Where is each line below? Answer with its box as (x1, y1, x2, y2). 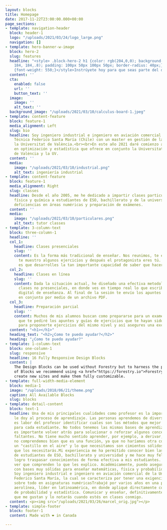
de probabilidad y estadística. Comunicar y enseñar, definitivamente (14, 490, 164, 495)
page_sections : (5, 21, 37, 26)
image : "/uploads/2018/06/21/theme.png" (9, 388, 94, 393)
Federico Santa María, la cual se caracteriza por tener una (14, 476, 143, 481)
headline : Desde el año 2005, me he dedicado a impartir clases (9, 193, 146, 198)
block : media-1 (9, 383, 41, 388)
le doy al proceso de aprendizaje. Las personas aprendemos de (14, 415, 148, 421)
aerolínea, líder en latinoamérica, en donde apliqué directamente (14, 485, 157, 490)
